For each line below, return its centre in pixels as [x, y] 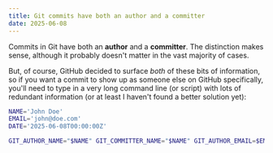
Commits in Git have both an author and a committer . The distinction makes [136, 46]
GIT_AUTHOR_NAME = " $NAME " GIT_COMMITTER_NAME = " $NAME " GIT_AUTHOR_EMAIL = [132, 141]
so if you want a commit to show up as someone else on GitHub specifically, [136, 79]
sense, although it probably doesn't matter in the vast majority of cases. [129, 55]
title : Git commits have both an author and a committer [107, 16]
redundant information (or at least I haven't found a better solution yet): [127, 96]
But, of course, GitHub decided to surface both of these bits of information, [134, 70]
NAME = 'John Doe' [36, 111]
